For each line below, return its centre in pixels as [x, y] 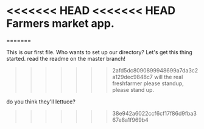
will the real [169, 77]
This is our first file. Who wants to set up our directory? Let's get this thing [100, 52]
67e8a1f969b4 [131, 120]
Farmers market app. [60, 23]
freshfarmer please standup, [148, 83]
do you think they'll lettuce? [41, 102]
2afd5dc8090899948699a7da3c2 [155, 70]
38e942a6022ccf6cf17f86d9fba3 [154, 113]
